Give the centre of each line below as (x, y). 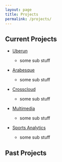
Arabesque (23, 70)
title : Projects (22, 14)
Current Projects (31, 39)
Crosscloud (24, 89)
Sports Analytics (29, 128)
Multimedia (24, 108)
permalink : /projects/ (28, 19)
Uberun (20, 51)
